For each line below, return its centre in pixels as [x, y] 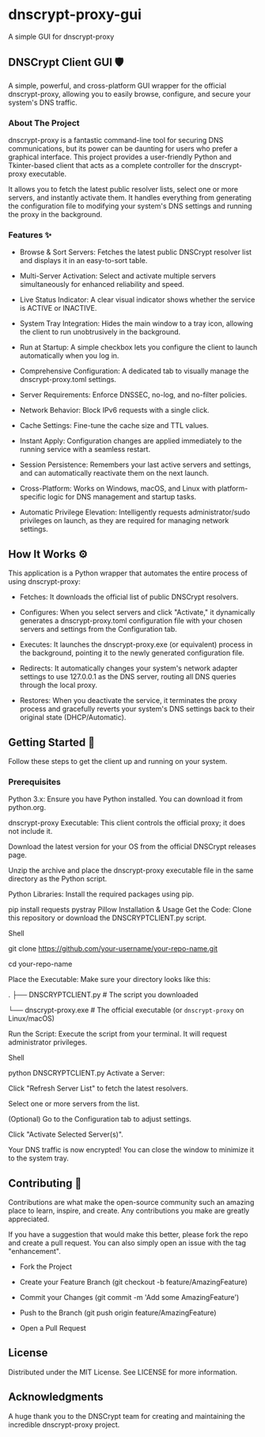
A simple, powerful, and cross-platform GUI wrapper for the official [117, 86]
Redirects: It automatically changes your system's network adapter [129, 668]
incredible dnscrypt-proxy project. [64, 1424]
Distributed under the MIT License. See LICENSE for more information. [123, 1372]
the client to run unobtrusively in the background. [100, 332]
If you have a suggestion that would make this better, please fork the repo [128, 1235]
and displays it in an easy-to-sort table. [83, 261]
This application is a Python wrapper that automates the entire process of [128, 573]
